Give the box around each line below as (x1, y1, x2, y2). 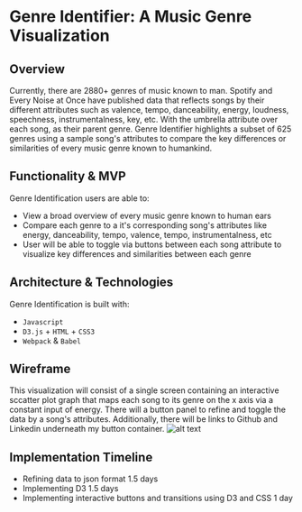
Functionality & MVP (9, 169, 126, 184)
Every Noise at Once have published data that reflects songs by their (9, 95, 265, 105)
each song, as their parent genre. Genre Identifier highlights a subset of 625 (9, 123, 292, 134)
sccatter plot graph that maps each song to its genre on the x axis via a (9, 395, 273, 406)
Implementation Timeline (9, 449, 153, 465)
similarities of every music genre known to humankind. (9, 142, 213, 153)
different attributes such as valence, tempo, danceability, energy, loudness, (9, 105, 289, 114)
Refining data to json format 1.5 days (22, 473, 159, 484)
